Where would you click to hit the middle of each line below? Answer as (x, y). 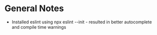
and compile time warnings (39, 27)
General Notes (34, 9)
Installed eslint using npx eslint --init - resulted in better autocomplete (82, 22)
